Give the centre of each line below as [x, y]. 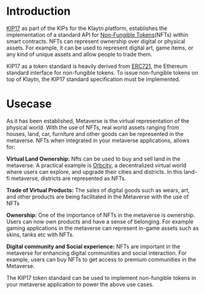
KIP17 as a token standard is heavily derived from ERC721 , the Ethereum [97, 66]
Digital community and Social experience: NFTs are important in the [93, 246]
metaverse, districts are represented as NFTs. [69, 178]
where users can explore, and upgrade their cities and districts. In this [94, 171]
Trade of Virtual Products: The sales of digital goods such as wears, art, [98, 190]
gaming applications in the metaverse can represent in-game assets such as [102, 228]
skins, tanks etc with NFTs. [40, 235]
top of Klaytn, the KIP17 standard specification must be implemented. [93, 79]
